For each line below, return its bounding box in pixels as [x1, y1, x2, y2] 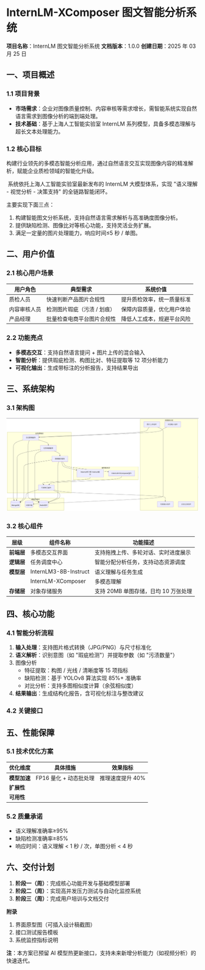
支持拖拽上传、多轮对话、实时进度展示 [94, 549, 191, 556]
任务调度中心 [30, 558, 63, 566]
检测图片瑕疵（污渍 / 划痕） [46, 305, 116, 313]
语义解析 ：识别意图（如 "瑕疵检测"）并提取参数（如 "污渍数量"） [15, 651, 178, 659]
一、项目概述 [6, 70, 55, 80]
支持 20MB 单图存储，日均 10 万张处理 [94, 588, 192, 595]
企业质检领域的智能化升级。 [27, 167, 98, 175]
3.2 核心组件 [6, 521, 43, 530]
